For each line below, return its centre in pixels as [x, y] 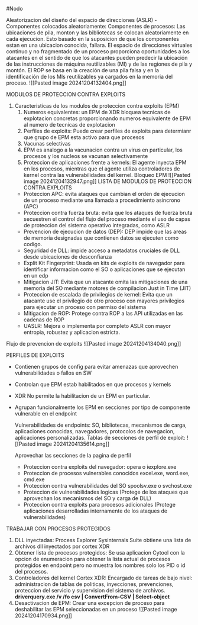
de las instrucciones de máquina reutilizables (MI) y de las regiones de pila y [99, 64]
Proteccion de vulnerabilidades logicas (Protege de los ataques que [106, 492]
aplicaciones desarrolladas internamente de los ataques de [95, 511]
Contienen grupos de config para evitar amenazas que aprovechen [96, 367]
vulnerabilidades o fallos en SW [53, 373]
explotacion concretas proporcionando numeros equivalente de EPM [107, 118]
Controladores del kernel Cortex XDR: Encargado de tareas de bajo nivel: [103, 578]
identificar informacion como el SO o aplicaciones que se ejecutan [104, 269]
